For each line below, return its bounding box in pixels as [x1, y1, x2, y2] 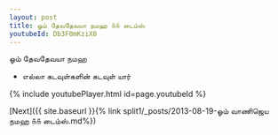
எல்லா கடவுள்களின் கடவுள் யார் [21, 71, 131, 82]
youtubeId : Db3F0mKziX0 [9, 29, 98, 38]
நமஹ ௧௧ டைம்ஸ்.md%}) [9, 116, 97, 126]
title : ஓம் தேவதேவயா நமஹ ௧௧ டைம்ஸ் [9, 21, 146, 30]
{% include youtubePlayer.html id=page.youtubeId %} [9, 89, 207, 100]
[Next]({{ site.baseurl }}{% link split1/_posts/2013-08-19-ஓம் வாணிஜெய [9, 106, 269, 116]
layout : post [9, 12, 58, 22]
